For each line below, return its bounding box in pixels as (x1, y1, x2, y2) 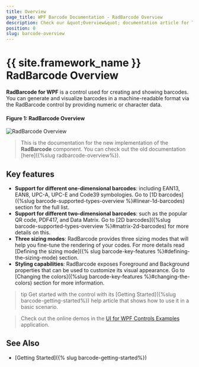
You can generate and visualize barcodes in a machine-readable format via (6, 95, 190, 102)
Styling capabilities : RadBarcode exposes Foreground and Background (14, 260, 190, 267)
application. (20, 321, 50, 328)
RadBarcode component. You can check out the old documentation (20, 146, 186, 153)
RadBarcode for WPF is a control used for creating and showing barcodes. (6, 88, 189, 95)
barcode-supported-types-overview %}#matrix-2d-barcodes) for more (14, 223, 189, 230)
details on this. (14, 229, 51, 236)
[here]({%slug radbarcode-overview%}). (20, 152, 120, 159)
